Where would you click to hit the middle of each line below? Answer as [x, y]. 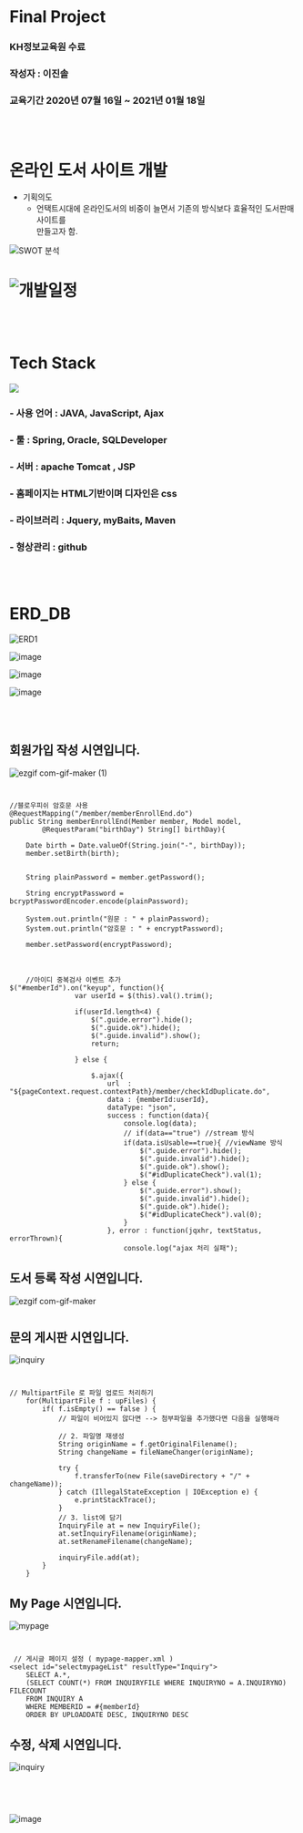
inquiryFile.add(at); [99, 1557]
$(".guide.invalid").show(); [146, 1035]
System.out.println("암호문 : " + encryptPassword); [125, 928]
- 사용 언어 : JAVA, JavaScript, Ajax [87, 414]
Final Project [58, 17]
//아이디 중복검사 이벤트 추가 [73, 980]
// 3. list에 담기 [90, 1518]
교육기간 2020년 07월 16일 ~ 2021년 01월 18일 [107, 100]
